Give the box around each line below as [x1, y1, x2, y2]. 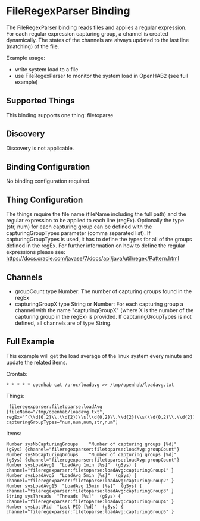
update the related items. [6, 359, 68, 366]
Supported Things [6, 96, 76, 106]
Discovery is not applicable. [6, 145, 74, 152]
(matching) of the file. [6, 43, 60, 50]
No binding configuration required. [6, 177, 91, 185]
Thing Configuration [6, 194, 83, 205]
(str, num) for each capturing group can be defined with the [6, 223, 152, 230]
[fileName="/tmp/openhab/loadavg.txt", [6, 409, 105, 415]
